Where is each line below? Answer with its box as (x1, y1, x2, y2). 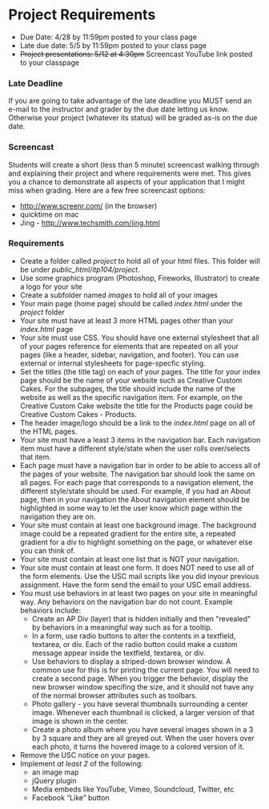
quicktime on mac (19, 209, 79, 219)
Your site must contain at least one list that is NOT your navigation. (19, 554, 240, 564)
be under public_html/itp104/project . (19, 265, 140, 274)
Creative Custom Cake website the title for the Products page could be (19, 401, 254, 411)
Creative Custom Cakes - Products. (19, 409, 138, 419)
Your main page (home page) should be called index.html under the (19, 298, 243, 308)
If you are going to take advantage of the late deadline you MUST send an (8, 96, 252, 106)
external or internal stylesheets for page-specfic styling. (19, 358, 207, 368)
